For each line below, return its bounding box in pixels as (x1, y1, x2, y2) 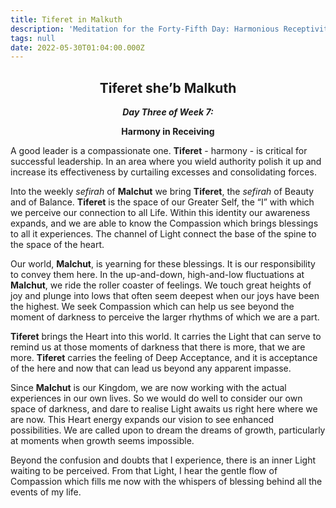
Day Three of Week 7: (122, 106, 214, 118)
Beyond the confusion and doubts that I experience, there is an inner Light (10, 454, 317, 466)
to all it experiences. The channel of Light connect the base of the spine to (10, 228, 317, 240)
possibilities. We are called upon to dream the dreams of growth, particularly (10, 424, 326, 436)
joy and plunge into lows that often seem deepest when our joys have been (10, 290, 320, 302)
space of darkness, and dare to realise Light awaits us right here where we (10, 403, 318, 415)
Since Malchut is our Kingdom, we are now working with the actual (10, 382, 287, 394)
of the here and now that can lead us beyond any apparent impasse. (10, 362, 292, 375)
